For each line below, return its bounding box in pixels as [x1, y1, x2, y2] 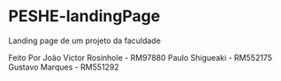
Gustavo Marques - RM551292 [8, 62, 120, 72]
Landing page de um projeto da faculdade [8, 35, 161, 46]
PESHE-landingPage [8, 6, 161, 26]
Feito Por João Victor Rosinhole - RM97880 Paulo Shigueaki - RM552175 [8, 52, 273, 63]
